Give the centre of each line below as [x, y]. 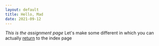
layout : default [22, 10]
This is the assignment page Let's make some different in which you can [80, 33]
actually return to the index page [39, 38]
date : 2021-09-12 [23, 19]
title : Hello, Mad [24, 14]
